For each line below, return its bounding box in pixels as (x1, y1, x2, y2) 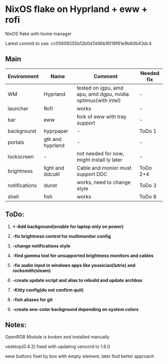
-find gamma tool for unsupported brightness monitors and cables (12, 252, 154, 258)
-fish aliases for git (12, 296, 53, 302)
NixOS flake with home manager (5, 30, 72, 36)
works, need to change (76, 178, 131, 185)
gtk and (43, 135, 61, 142)
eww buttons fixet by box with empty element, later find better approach (5, 353, 154, 359)
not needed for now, (76, 150, 124, 157)
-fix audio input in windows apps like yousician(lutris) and (12, 262, 136, 268)
